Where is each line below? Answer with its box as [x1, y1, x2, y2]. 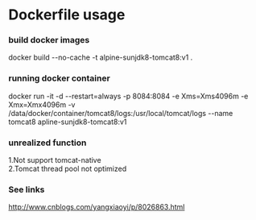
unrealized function [8, 137, 87, 148]
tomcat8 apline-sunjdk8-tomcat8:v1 [8, 117, 127, 127]
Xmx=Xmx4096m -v [8, 99, 76, 110]
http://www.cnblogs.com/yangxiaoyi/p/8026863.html [8, 202, 185, 212]
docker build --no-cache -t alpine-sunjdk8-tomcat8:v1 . [8, 52, 193, 62]
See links [8, 184, 45, 195]
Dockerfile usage [8, 6, 126, 24]
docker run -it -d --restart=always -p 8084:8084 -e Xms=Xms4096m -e [8, 91, 249, 101]
